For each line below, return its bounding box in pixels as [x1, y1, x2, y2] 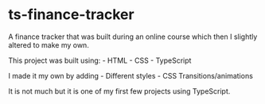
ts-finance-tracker [8, 6, 134, 24]
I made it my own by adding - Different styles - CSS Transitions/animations [8, 71, 253, 80]
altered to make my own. [8, 40, 89, 49]
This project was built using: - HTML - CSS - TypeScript [8, 56, 192, 65]
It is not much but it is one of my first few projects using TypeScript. [8, 86, 231, 96]
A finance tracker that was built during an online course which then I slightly [8, 32, 258, 41]
